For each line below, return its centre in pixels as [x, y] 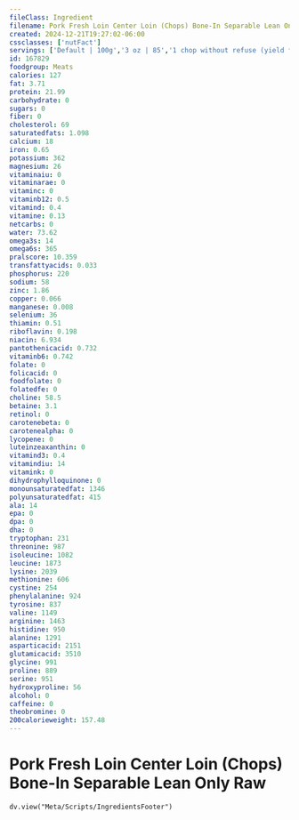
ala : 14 [24, 505]
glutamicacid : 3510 [45, 655]
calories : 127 [36, 76]
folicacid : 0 [33, 373]
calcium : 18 [31, 141]
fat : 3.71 [28, 84]
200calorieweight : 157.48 [57, 720]
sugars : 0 [28, 109]
